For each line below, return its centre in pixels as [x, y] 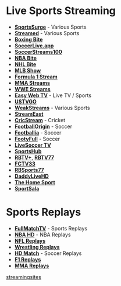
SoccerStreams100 [38, 51]
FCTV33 [25, 163]
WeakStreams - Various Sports [52, 108]
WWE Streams [32, 89]
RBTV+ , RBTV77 [34, 157]
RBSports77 [29, 170]
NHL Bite [25, 64]
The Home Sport [35, 182]
